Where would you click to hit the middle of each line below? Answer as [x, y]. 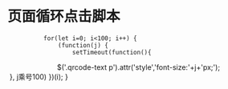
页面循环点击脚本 [64, 16]
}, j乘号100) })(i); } [39, 76]
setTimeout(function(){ [112, 52]
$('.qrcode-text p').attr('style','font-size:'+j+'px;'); [138, 67]
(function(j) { [83, 45]
